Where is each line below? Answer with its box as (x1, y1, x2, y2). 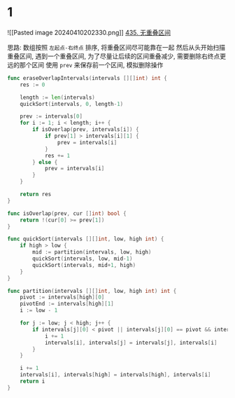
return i (20, 378, 45, 385)
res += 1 (44, 152, 71, 159)
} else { (32, 158, 58, 165)
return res (20, 191, 52, 198)
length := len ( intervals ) (20, 94, 96, 101)
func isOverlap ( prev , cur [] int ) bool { (7, 210, 127, 217)
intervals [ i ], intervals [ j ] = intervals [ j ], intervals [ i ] (44, 339, 218, 346)
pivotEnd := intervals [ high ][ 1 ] (20, 301, 114, 308)
